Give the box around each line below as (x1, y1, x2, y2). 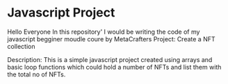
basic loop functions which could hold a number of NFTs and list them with (7, 63, 222, 71)
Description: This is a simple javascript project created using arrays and (7, 55, 213, 63)
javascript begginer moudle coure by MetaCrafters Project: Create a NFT (7, 34, 215, 43)
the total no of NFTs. (7, 70, 66, 78)
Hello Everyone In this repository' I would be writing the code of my (7, 28, 200, 36)
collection (7, 42, 35, 50)
